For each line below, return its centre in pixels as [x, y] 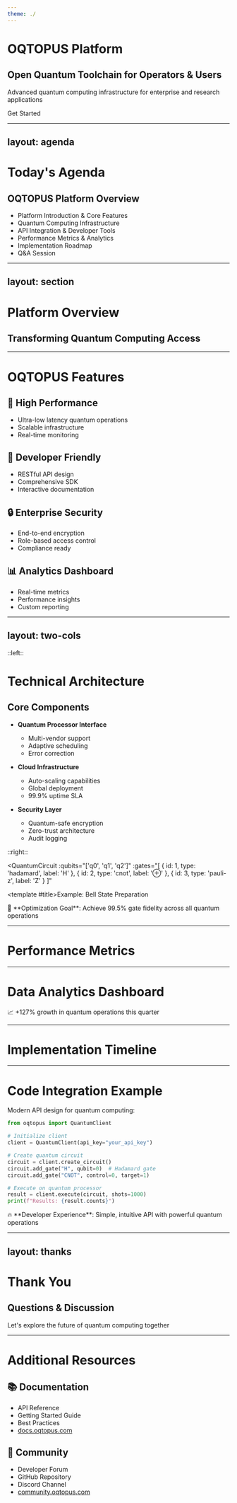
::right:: [18, 852]
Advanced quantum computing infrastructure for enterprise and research [114, 92]
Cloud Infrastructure [48, 767]
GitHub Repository [44, 1477]
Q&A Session [37, 253]
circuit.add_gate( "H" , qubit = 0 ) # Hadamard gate [82, 1168]
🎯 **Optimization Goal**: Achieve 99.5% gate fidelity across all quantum [114, 908]
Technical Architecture [76, 681]
